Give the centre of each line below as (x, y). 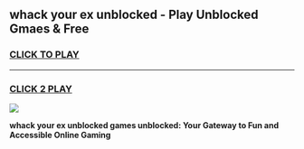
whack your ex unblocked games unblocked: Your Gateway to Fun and (144, 125)
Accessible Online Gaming (60, 135)
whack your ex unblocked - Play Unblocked (134, 15)
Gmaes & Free (49, 29)
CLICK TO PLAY (44, 55)
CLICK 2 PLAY (41, 88)
